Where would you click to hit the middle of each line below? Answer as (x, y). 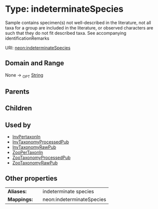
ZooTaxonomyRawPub (35, 163)
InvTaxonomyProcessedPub (41, 142)
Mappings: (20, 199)
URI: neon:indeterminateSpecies (38, 48)
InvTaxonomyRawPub (34, 147)
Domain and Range (35, 63)
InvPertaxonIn (26, 137)
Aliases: (17, 191)
